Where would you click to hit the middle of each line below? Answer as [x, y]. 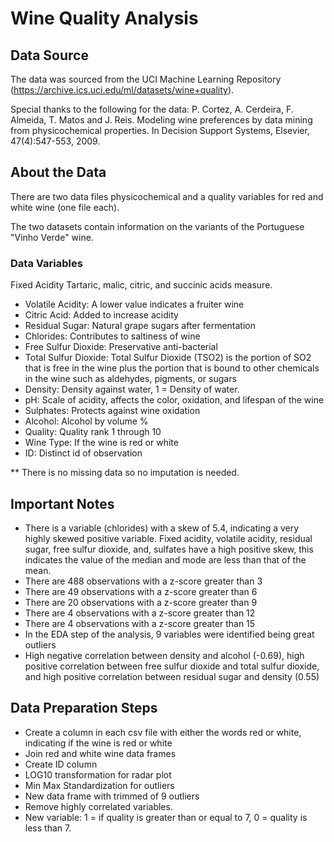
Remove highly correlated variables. [98, 806]
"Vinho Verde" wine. [52, 237]
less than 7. [48, 828]
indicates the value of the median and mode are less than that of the [165, 559]
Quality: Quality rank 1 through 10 [93, 432]
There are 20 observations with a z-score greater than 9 [141, 602]
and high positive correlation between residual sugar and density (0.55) [172, 676]
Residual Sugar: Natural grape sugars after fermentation [140, 326]
